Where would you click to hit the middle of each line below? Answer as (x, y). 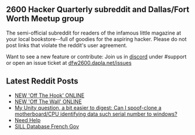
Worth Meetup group (45, 19)
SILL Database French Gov (47, 126)
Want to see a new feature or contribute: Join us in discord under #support (96, 56)
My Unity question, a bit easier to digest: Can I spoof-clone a (88, 108)
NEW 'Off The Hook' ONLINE (49, 95)
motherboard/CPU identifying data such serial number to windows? (96, 114)
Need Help (28, 120)
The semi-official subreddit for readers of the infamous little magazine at (94, 33)
